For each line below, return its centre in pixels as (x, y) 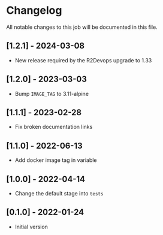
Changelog (34, 10)
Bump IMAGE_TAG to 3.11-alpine (52, 94)
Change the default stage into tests (59, 193)
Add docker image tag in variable (56, 160)
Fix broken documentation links (54, 127)
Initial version (31, 227)
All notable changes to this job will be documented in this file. (82, 27)
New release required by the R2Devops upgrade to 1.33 (83, 60)
